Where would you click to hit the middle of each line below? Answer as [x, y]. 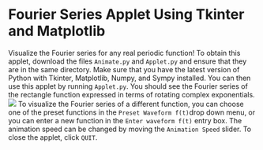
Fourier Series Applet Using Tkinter [126, 15]
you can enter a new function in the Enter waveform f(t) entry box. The [125, 120]
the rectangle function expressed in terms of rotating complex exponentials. [131, 94]
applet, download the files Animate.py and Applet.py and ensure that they [128, 61]
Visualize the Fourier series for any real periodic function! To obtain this [124, 53]
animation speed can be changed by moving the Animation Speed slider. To [130, 129]
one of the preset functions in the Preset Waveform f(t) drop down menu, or [132, 112]
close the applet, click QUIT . [53, 137]
